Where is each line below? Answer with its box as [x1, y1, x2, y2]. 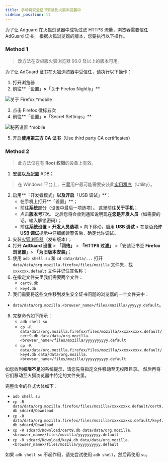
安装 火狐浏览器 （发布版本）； [12, 236, 72, 242]
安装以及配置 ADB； [12, 171, 54, 177]
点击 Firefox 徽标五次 [12, 107, 56, 113]
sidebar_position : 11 [5, 12, 51, 17]
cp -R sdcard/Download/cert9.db [12, 428, 80, 433]
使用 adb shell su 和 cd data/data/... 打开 [12, 255, 103, 262]
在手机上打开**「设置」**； [20, 198, 78, 204]
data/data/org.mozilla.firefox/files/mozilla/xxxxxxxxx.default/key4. [12, 418, 164, 423]
